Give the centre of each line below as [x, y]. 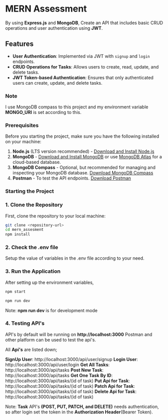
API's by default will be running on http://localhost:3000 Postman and [79, 334]
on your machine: [23, 142]
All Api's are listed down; [31, 349]
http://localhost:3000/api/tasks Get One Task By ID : [59, 375]
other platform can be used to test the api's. [51, 340]
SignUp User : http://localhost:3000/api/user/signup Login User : [72, 359]
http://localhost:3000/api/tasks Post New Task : [55, 370]
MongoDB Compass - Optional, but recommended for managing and [84, 167]
